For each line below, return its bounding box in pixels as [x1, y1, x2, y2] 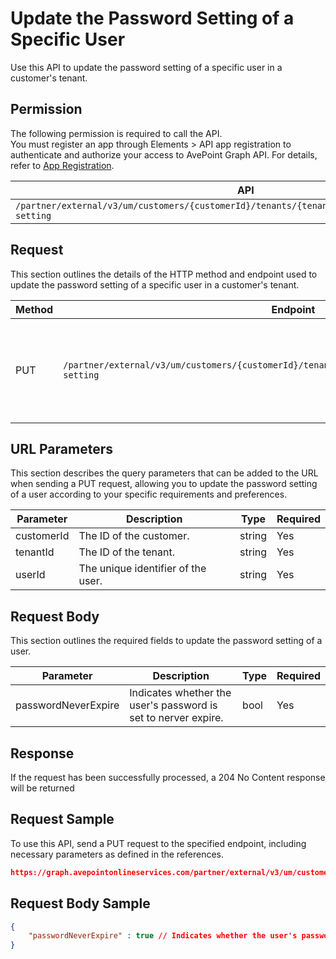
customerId [15, 529, 70, 543]
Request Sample [10, 811, 115, 828]
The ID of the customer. [78, 529, 190, 543]
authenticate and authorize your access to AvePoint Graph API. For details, [10, 148, 318, 161]
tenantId [15, 545, 55, 559]
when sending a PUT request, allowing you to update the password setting [10, 478, 318, 490]
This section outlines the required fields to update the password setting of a [10, 635, 323, 647]
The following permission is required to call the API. [10, 127, 223, 139]
